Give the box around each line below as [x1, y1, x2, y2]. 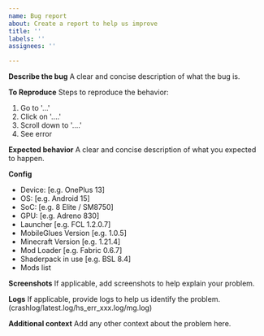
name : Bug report [8, 11, 67, 20]
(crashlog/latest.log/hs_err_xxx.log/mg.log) [8, 303, 153, 313]
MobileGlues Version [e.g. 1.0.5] [19, 229, 128, 238]
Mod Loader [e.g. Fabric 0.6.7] [19, 246, 123, 255]
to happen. [8, 154, 45, 164]
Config [8, 169, 32, 179]
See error [19, 129, 53, 139]
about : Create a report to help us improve [8, 20, 158, 28]
